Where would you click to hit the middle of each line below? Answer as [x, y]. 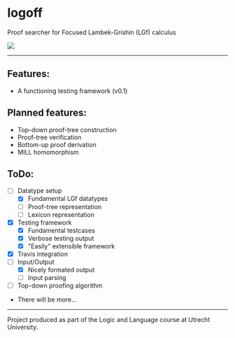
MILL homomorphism [48, 152]
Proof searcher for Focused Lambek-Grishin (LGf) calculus [92, 32]
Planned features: [47, 113]
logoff [25, 13]
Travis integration [43, 254]
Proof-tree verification [49, 137]
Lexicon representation [61, 214]
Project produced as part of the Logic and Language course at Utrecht [109, 320]
